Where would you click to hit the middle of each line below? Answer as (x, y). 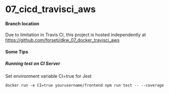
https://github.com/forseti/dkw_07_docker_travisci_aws (62, 40)
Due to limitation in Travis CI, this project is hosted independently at (76, 35)
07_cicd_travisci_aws (51, 9)
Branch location (22, 23)
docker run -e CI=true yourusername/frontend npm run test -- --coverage (85, 85)
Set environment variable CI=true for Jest (49, 76)
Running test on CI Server (33, 63)
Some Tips (17, 52)
